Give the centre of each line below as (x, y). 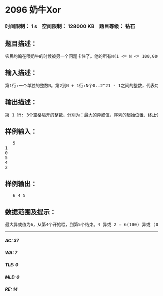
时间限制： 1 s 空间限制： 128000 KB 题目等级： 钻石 (70, 26)
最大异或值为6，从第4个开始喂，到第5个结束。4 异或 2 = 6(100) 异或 (78, 224)
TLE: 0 (12, 265)
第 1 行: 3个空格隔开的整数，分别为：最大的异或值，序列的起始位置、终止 (81, 115)
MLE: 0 (12, 277)
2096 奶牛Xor (33, 10)
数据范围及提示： (31, 212)
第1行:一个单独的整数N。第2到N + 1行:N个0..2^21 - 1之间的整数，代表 (80, 86)
